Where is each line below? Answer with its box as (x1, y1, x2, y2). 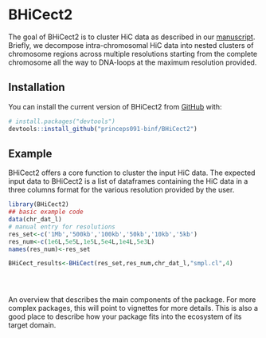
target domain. (8, 320, 57, 330)
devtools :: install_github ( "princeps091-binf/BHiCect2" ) (8, 125, 198, 133)
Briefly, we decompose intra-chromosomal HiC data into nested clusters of (8, 40, 254, 50)
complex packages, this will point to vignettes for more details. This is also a (8, 304, 259, 313)
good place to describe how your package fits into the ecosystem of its (8, 312, 242, 321)
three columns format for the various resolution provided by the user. (8, 185, 235, 195)
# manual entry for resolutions (8, 222, 115, 231)
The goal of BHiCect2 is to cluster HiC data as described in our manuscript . (8, 32, 256, 42)
